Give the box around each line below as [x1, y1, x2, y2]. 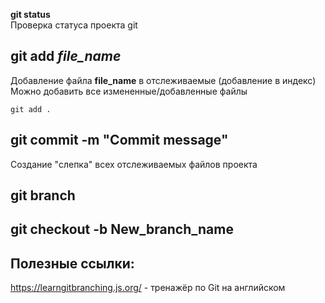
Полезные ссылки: [10, 255, 135, 272]
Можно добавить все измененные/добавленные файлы [10, 85, 248, 97]
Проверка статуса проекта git [10, 19, 138, 31]
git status [10, 9, 51, 20]
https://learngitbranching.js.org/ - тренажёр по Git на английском [10, 282, 286, 294]
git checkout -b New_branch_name [10, 221, 234, 238]
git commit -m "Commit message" [10, 132, 229, 149]
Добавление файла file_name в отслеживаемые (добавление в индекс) [10, 74, 317, 86]
